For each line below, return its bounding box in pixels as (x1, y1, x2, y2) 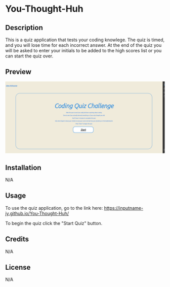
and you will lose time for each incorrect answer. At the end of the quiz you (5, 42, 162, 48)
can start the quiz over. (5, 53, 54, 59)
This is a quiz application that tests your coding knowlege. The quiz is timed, (5, 37, 165, 43)
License (5, 263, 31, 272)
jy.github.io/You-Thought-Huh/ (5, 210, 69, 216)
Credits (5, 235, 29, 244)
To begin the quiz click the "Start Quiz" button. (5, 220, 103, 226)
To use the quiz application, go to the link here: (5, 205, 103, 211)
